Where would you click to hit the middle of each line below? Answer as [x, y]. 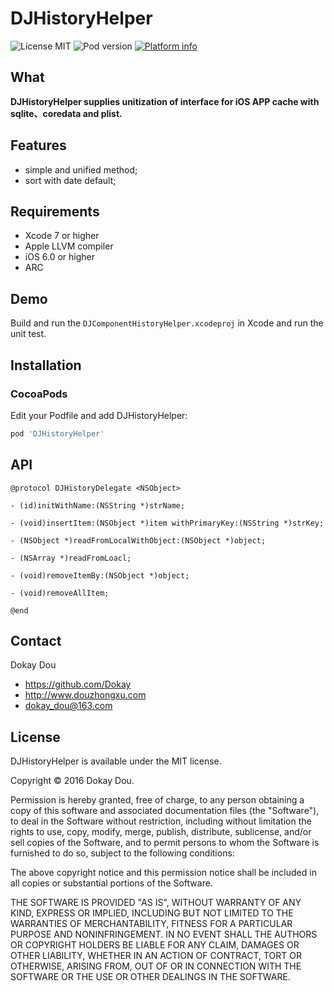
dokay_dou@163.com [68, 706]
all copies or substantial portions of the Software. [111, 883]
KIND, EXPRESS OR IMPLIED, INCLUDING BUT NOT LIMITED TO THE [152, 913]
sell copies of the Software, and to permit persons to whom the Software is [165, 843]
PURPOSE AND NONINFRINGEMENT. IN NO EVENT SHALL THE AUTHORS [164, 934]
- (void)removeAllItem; [60, 593]
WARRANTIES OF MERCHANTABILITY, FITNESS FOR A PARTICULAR [151, 924]
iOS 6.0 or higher [60, 257]
